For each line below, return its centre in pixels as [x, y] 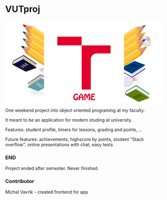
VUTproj [23, 9]
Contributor [20, 181]
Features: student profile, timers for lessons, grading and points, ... [74, 129]
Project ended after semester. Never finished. [52, 169]
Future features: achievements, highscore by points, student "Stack [74, 139]
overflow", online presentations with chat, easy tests [59, 144]
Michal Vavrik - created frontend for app [47, 192]
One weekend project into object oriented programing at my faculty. [75, 110]
